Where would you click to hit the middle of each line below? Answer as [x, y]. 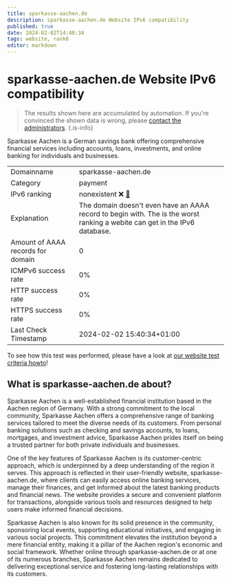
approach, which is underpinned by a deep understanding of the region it [111, 465]
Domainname [32, 171]
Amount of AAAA [38, 242]
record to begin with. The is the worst [139, 214]
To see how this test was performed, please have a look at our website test [113, 355]
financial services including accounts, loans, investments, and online [104, 148]
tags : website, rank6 [38, 39]
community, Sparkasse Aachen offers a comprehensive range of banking [111, 415]
